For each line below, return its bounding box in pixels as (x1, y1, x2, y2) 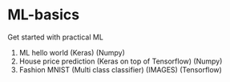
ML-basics (7, 6, 80, 24)
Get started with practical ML (7, 32, 103, 42)
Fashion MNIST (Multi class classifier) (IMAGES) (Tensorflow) (18, 64, 222, 74)
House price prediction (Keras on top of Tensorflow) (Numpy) (18, 56, 223, 66)
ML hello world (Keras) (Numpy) (18, 47, 125, 57)
